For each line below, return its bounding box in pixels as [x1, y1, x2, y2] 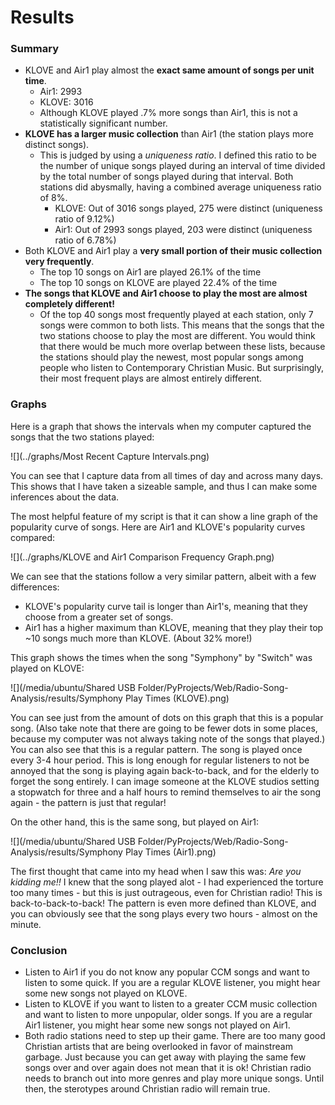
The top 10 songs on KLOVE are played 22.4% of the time [39, 277, 278, 289]
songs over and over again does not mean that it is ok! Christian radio [24, 1062, 312, 1074]
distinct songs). [24, 139, 90, 151]
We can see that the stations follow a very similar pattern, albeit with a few [10, 570, 317, 582]
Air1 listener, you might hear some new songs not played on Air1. [24, 1019, 291, 1031]
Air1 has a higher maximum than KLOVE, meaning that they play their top [24, 621, 324, 633]
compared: [10, 531, 56, 543]
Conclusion [10, 943, 68, 957]
